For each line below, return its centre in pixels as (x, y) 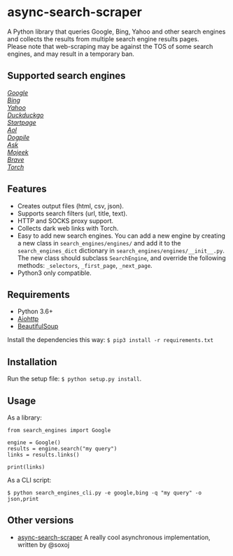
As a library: (24, 418)
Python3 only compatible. (55, 273)
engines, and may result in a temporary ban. (71, 54)
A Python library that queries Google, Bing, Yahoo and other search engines (116, 31)
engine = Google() (34, 443)
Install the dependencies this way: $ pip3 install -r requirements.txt (111, 340)
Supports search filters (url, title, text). (72, 213)
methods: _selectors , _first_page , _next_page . (85, 265)
